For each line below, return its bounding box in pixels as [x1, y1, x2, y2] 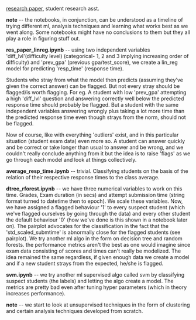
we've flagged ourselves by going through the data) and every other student [6, 210, 190, 217]
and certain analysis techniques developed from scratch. [6, 308, 143, 314]
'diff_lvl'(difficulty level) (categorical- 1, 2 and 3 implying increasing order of [6, 53, 189, 59]
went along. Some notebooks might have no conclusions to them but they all [6, 29, 190, 36]
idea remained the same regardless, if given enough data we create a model [6, 254, 190, 260]
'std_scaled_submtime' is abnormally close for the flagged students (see [6, 229, 181, 236]
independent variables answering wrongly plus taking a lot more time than [6, 108, 185, 114]
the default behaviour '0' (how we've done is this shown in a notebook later [6, 216, 188, 223]
